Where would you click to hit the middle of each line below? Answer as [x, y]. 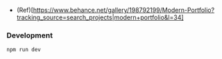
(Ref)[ [25, 10]
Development [30, 35]
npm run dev [24, 50]
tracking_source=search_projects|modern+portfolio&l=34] [100, 17]
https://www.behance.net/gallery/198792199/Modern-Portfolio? [124, 10]
